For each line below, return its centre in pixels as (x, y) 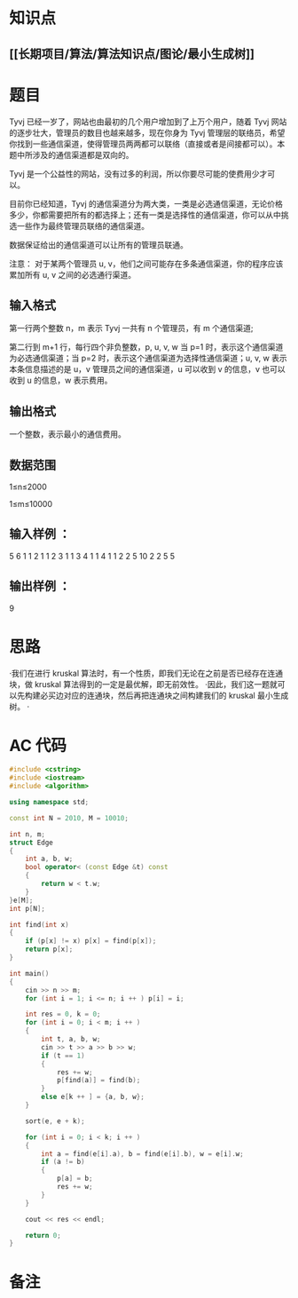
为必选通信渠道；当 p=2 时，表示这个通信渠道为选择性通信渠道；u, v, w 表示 (149, 358)
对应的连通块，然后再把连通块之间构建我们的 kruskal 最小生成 (176, 695)
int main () (29, 973)
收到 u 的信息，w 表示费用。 (61, 380)
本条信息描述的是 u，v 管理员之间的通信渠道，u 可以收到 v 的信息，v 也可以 (147, 369)
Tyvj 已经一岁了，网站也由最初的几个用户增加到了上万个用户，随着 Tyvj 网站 (148, 122)
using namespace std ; (49, 803)
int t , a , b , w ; (71, 1040)
